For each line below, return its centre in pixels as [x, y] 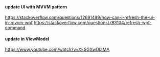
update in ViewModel [27, 39]
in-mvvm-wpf [19, 23]
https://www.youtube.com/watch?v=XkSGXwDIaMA [57, 50]
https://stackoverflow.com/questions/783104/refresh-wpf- [92, 23]
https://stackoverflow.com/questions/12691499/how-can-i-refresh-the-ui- [80, 17]
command [15, 28]
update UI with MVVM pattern [36, 7]
